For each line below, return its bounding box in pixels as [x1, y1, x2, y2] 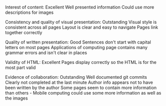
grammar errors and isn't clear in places [5, 50, 87, 55]
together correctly [5, 30, 42, 35]
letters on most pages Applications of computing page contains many [5, 45, 148, 50]
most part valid [5, 64, 36, 70]
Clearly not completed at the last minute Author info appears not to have [5, 79, 153, 85]
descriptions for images [5, 9, 54, 15]
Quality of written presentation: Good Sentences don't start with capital [5, 39, 152, 45]
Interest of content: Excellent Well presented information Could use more [5, 4, 155, 10]
